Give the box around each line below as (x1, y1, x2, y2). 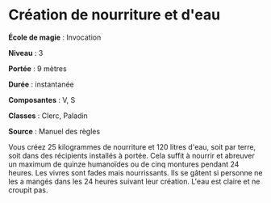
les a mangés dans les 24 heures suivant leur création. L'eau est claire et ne (8, 176, 261, 186)
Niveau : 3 (8, 48, 44, 57)
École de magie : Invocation (8, 32, 102, 42)
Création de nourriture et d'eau (8, 6, 220, 24)
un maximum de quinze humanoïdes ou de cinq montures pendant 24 (8, 159, 240, 169)
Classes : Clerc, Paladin (8, 111, 89, 121)
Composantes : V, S (8, 95, 76, 104)
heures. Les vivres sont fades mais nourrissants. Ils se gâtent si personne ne (8, 167, 263, 177)
